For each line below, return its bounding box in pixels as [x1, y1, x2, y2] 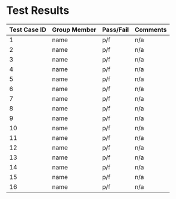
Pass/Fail [102, 25, 129, 34]
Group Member [52, 25, 97, 34]
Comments [135, 25, 167, 34]
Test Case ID [9, 25, 47, 34]
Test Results [6, 4, 70, 17]
